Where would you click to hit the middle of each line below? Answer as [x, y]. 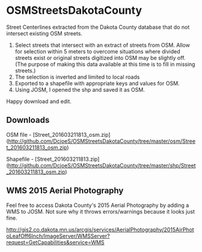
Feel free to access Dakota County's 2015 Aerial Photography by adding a [98, 205]
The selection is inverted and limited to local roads [77, 77]
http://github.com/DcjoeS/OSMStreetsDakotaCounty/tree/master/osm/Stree [102, 141]
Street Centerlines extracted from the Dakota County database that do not [98, 27]
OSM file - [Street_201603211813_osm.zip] [58, 134]
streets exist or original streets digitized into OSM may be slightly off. [100, 58]
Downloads [28, 120]
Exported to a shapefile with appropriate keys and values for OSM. [97, 83]
